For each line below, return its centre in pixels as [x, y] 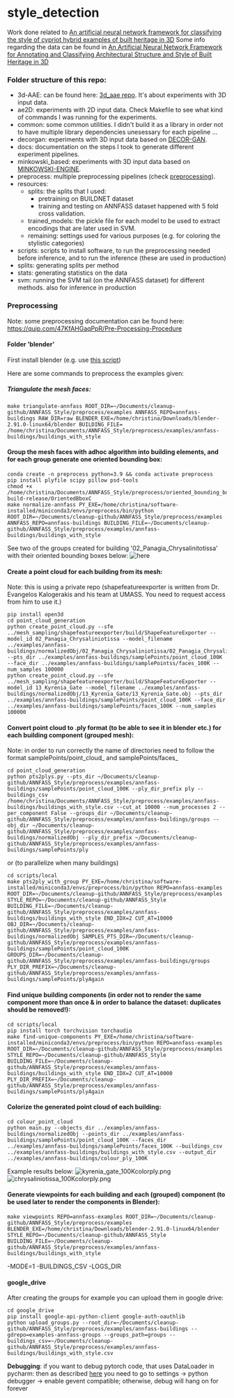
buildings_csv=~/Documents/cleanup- [60, 1341]
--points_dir [101, 1134]
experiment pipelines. [48, 154]
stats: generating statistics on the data [72, 273]
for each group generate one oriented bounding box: [85, 459]
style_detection [53, 13]
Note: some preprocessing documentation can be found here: [96, 321]
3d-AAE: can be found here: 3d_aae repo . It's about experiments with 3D [122, 95]
